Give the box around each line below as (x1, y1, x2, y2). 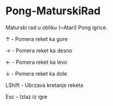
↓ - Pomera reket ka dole (5, 70, 67, 77)
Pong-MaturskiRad (5, 4, 101, 18)
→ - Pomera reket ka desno (5, 46, 72, 54)
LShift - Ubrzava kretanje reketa (5, 82, 83, 89)
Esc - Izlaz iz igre (5, 93, 48, 100)
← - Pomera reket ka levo (5, 58, 67, 66)
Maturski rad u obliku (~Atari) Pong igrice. (5, 24, 108, 31)
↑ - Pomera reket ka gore (5, 35, 68, 42)
